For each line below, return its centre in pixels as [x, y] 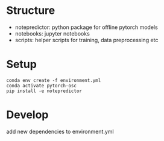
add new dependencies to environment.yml [60, 131]
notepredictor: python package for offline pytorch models [86, 27]
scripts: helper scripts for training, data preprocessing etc [87, 40]
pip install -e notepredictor [44, 91]
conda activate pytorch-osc [42, 86]
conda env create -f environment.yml [54, 80]
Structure [31, 11]
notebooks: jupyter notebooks [52, 33]
